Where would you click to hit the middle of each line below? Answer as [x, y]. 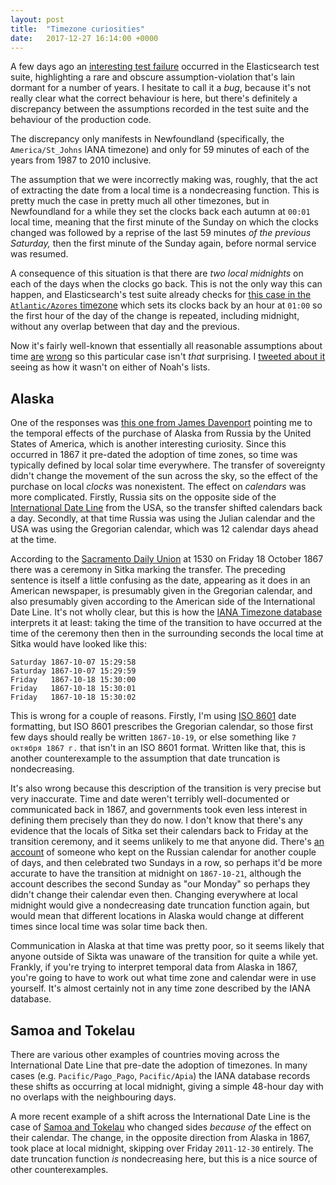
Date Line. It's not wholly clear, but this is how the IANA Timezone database [166, 612]
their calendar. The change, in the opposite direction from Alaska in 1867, [160, 1137]
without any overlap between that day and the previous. [125, 327]
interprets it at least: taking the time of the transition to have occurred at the [166, 623]
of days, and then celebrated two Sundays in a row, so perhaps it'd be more [166, 863]
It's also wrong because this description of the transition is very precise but [166, 788]
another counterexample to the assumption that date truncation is [145, 758]
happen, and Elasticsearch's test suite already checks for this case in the [161, 295]
